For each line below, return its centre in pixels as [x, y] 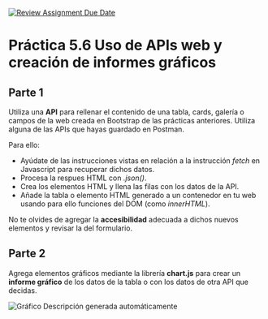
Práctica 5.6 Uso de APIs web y [115, 45]
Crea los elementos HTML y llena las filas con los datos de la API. [130, 186]
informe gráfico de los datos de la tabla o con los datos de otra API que [129, 282]
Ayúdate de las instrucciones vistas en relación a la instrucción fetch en [140, 161]
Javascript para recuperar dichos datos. [87, 169]
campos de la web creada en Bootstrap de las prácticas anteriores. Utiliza [132, 121]
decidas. [23, 290]
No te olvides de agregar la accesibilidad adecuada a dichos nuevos [123, 220]
